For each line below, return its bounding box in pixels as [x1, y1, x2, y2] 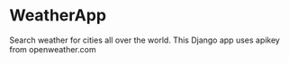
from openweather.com [9, 43, 96, 54]
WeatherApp [9, 5, 106, 26]
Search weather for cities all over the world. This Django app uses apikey [9, 35, 281, 45]
